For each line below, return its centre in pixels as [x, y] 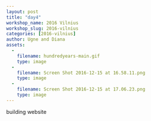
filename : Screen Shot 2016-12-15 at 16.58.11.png [81, 73]
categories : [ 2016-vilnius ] [41, 34]
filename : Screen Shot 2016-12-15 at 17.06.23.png [81, 89]
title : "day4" [24, 17]
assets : [16, 45]
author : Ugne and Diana [36, 39]
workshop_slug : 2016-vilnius [42, 28]
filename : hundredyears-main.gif [58, 56]
